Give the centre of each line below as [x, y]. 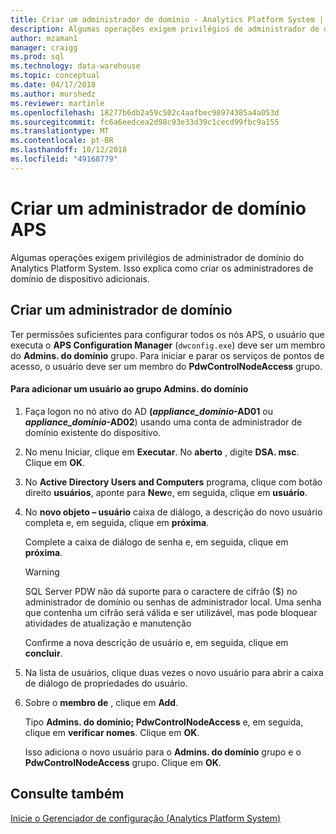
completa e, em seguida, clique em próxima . [117, 522]
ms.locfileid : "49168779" [64, 159]
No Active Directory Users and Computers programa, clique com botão [173, 482]
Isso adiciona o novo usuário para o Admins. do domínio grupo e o [163, 752]
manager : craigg [44, 47]
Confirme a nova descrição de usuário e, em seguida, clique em [156, 642]
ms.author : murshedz [53, 94]
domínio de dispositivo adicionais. [80, 278]
